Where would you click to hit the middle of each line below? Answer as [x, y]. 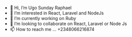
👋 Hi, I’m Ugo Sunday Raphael [40, 8]
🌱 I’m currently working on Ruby [43, 18]
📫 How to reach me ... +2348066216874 [52, 29]
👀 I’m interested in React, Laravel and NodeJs [57, 13]
